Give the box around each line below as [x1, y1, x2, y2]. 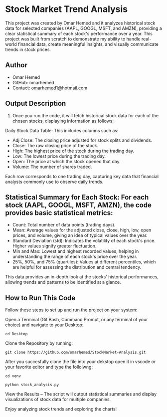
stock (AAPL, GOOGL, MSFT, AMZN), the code [5, 201, 152, 209]
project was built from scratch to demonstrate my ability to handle [5, 36, 141, 42]
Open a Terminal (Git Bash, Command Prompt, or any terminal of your [5, 317, 148, 323]
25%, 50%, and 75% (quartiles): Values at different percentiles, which [12, 259, 156, 265]
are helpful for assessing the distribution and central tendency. [12, 264, 142, 270]
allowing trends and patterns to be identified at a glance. [5, 279, 121, 285]
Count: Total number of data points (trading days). [12, 222, 116, 228]
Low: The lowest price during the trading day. [12, 153, 106, 159]
